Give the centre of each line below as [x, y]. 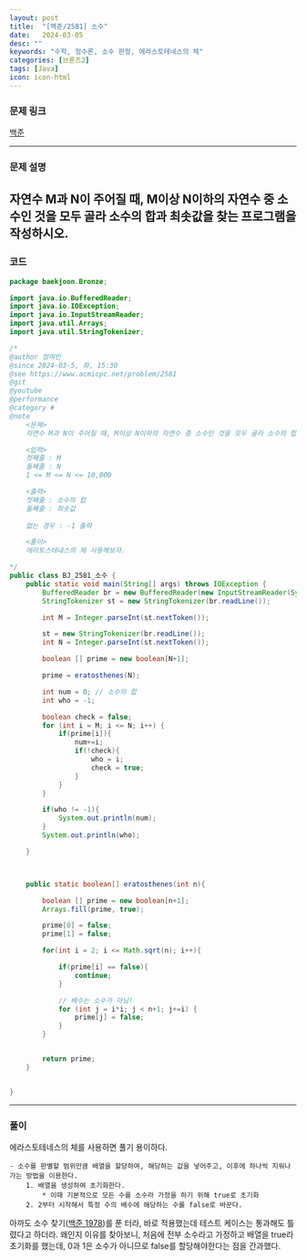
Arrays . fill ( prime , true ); [93, 909]
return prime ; [69, 1059]
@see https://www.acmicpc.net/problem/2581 [93, 374]
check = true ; [117, 768]
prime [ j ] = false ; [109, 1018]
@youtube [26, 391]
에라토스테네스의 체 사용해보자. [76, 551]
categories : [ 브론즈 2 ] [50, 60]
